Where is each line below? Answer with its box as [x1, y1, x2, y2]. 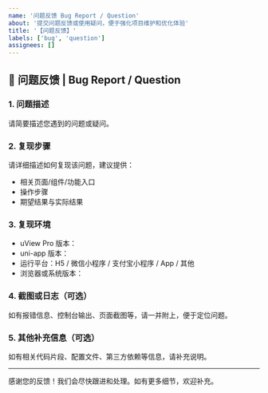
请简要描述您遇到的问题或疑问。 [8, 118, 113, 128]
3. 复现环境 [8, 219, 51, 230]
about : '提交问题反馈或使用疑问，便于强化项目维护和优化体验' [8, 19, 189, 27]
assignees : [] [8, 42, 56, 50]
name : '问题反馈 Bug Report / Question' [8, 11, 140, 20]
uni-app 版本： [19, 248, 69, 258]
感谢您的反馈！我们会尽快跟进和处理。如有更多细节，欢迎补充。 [8, 376, 218, 386]
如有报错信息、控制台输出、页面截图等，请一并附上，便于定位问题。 [8, 310, 232, 320]
